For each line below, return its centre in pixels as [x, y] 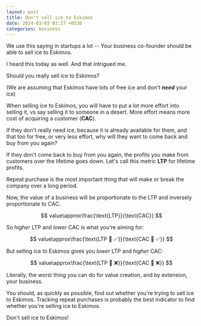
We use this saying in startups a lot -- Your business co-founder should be [99, 46]
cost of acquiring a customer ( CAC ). [51, 119]
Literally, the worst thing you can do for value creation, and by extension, [97, 275]
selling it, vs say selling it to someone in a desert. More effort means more [98, 112]
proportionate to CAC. [33, 204]
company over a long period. [42, 186]
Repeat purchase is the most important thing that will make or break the [95, 180]
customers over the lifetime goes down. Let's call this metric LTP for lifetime [101, 161]
